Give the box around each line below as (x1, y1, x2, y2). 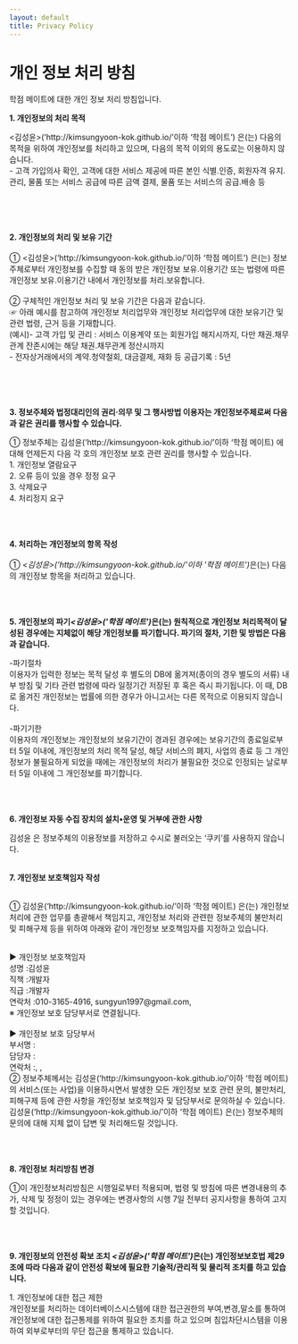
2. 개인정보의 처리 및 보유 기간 (9, 232, 113, 242)
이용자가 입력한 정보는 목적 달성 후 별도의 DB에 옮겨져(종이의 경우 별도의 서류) (9, 669, 280, 680)
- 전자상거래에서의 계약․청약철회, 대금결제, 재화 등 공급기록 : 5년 (9, 351, 232, 362)
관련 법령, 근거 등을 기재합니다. (9, 318, 117, 329)
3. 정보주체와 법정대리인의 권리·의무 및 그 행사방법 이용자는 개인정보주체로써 (9, 407, 272, 418)
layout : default (9, 13, 70, 22)
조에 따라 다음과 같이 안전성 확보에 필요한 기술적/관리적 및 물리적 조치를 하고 (9, 1262, 270, 1272)
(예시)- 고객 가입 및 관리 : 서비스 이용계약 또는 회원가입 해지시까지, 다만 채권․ (9, 329, 275, 340)
